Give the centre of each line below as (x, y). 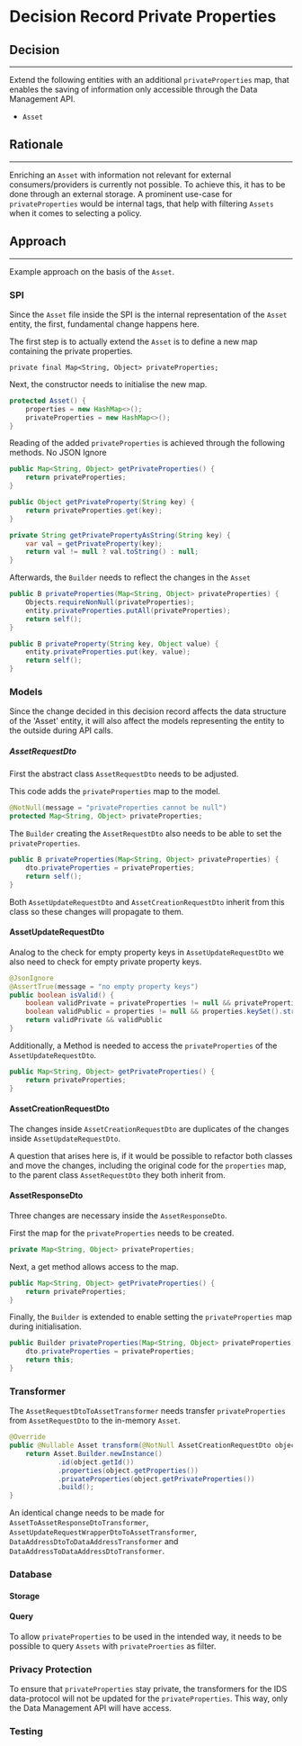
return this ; (50, 1360)
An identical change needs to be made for (87, 1513)
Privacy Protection (51, 1669)
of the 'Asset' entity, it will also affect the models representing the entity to (147, 721)
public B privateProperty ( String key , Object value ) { (114, 644)
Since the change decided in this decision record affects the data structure (148, 711)
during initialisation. (46, 1326)
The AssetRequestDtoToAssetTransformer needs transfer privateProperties (147, 1411)
